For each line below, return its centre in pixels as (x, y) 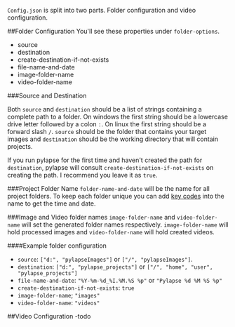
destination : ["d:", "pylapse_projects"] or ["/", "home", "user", (115, 267)
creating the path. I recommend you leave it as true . (82, 175)
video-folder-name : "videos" (59, 302)
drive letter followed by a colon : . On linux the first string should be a (107, 124)
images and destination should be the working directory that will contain (113, 139)
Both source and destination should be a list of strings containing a (105, 109)
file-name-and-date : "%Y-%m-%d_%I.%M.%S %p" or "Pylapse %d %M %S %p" (120, 280)
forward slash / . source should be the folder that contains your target (107, 132)
